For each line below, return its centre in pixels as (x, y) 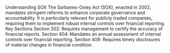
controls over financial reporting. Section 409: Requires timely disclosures (83, 39)
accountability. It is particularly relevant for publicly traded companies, (79, 18)
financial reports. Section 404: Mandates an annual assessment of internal (83, 34)
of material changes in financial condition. (49, 45)
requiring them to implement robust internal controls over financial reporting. (85, 23)
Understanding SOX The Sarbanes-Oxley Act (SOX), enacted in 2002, (78, 7)
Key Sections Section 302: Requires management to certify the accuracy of (84, 29)
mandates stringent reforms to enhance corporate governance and (75, 13)
